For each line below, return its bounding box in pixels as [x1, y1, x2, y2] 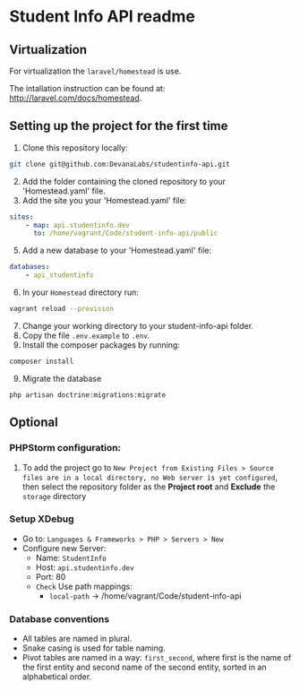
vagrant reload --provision [9, 305, 115, 314]
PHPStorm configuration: [9, 442, 122, 454]
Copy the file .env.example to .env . [21, 330, 150, 341]
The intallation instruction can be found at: [9, 83, 166, 93]
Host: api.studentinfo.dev [35, 562, 134, 573]
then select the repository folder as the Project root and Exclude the [21, 481, 276, 492]
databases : [9, 263, 50, 272]
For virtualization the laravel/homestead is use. [9, 65, 182, 76]
